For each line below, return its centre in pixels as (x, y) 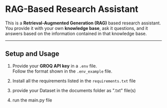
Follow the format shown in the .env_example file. (62, 71)
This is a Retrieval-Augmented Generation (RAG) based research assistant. (83, 23)
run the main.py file (32, 100)
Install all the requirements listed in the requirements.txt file (74, 81)
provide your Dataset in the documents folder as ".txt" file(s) (74, 90)
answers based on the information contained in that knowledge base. (76, 33)
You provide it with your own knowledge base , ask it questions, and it (77, 28)
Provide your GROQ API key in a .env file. (55, 66)
